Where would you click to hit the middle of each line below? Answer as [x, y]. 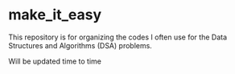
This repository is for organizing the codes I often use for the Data [118, 37]
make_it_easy [55, 15]
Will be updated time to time [55, 61]
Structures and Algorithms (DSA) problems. [80, 45]
